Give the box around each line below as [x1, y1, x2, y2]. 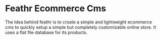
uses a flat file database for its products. [5, 29, 88, 35]
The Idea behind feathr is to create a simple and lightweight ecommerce [5, 19, 152, 25]
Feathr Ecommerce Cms [5, 3, 107, 14]
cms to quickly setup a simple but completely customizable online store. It [5, 24, 156, 30]
